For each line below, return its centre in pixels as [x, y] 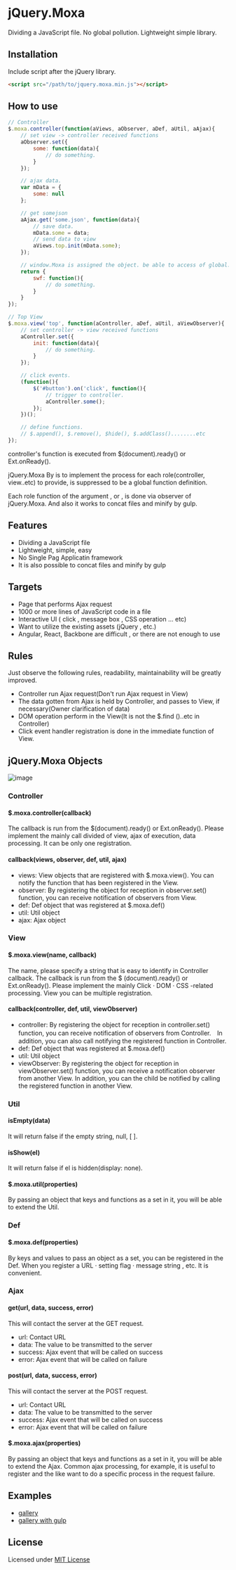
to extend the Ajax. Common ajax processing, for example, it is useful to [112, 1467]
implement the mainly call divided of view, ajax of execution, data [102, 836]
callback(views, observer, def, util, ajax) [67, 859]
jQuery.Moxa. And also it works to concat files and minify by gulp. [103, 503]
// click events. [46, 375]
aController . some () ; [75, 401]
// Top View [25, 317]
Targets [25, 587]
